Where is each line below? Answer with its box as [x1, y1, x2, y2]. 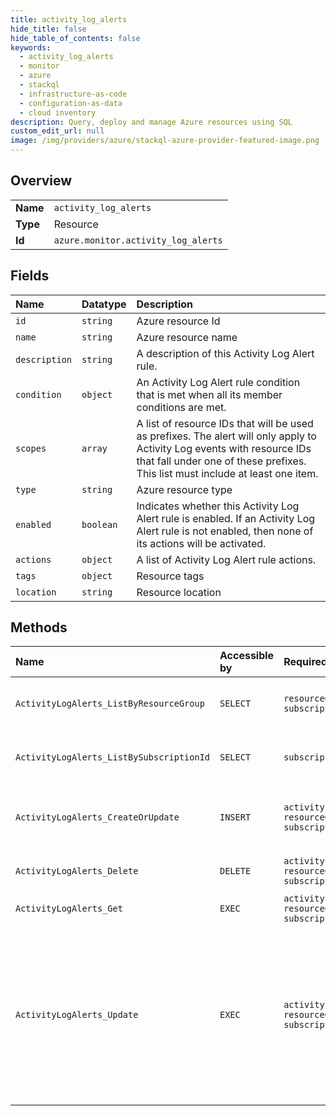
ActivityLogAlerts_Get [15, 903, 123, 915]
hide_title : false [10, 24, 87, 34]
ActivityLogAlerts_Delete [15, 866, 139, 877]
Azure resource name [136, 330, 238, 344]
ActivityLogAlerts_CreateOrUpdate [15, 812, 180, 823]
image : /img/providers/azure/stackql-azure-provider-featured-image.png [10, 136, 320, 146]
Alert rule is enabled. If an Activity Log [136, 511, 316, 525]
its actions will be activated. [136, 536, 267, 550]
